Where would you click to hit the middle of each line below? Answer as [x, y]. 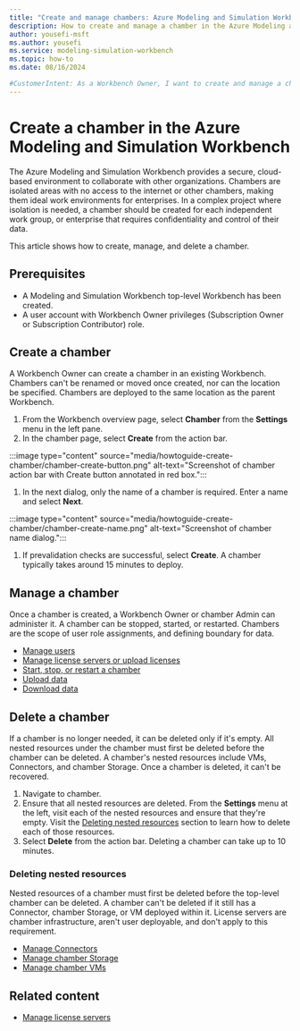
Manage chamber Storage [70, 959]
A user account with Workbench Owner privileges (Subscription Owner [153, 315]
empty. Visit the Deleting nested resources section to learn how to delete [156, 822]
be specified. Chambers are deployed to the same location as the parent [142, 393]
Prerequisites [47, 274]
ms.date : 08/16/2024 [48, 68]
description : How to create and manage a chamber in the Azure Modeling [147, 26]
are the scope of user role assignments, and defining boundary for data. [142, 634]
